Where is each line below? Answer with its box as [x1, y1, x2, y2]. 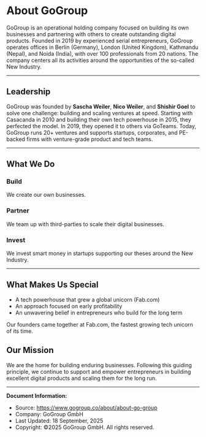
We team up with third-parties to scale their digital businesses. [6, 220, 164, 227]
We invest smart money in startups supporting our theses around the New [6, 249, 193, 257]
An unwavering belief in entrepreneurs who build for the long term [15, 309, 183, 316]
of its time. [6, 327, 34, 335]
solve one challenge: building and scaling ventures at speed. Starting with [6, 109, 193, 116]
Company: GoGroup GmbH [15, 410, 84, 417]
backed [6, 135, 26, 143]
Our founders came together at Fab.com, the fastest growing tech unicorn [6, 321, 193, 328]
